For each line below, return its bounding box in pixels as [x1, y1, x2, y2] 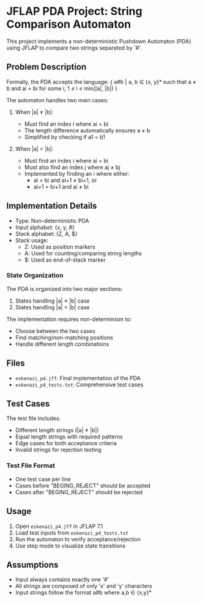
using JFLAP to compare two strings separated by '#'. [6, 44, 142, 51]
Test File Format [6, 461, 55, 470]
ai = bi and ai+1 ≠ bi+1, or [33, 176, 97, 184]
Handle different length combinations [15, 340, 109, 347]
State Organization [6, 271, 64, 280]
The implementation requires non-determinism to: [6, 315, 132, 323]
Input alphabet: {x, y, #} [15, 224, 75, 231]
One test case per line [15, 475, 72, 483]
